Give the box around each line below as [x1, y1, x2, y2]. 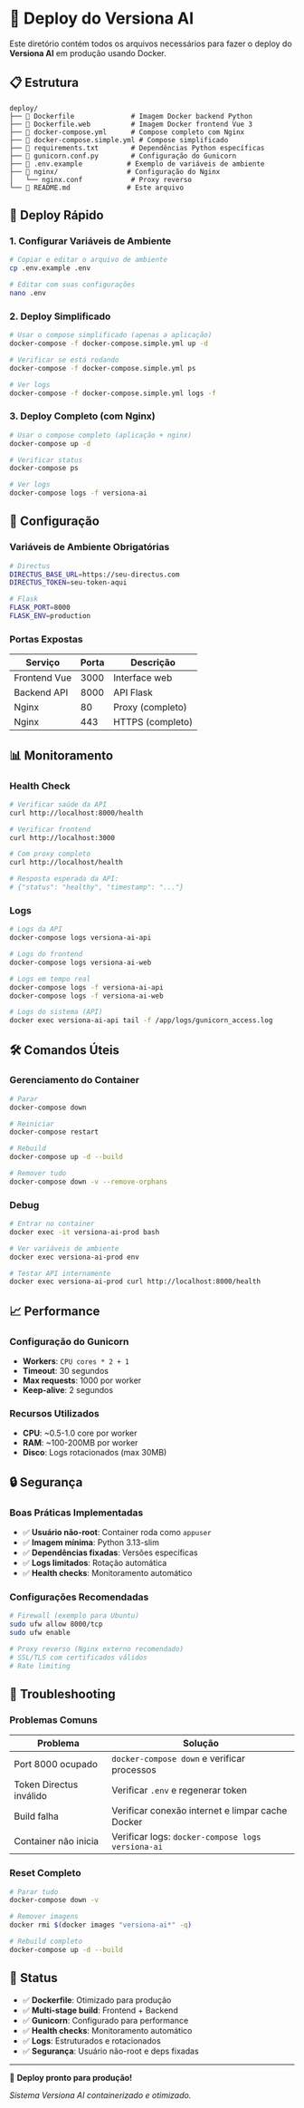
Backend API [14, 686, 69, 699]
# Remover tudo [9, 1169, 67, 1178]
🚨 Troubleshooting [9, 1686, 116, 1702]
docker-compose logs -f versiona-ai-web [9, 991, 165, 1001]
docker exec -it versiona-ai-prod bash [9, 1227, 160, 1236]
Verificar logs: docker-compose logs [111, 1831, 261, 1843]
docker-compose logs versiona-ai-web [9, 958, 152, 967]
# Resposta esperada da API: [9, 875, 119, 884]
